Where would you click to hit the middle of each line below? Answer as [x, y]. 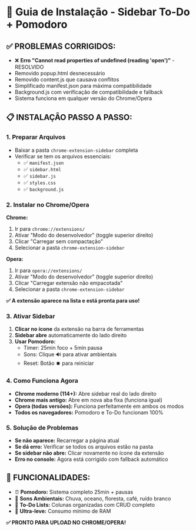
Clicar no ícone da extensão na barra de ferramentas [79, 329]
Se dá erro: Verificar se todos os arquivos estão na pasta [84, 446]
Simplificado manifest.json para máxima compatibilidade [83, 86]
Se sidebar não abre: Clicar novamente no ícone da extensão [89, 453]
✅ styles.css [39, 182]
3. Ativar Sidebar [31, 316]
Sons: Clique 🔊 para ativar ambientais [70, 354]
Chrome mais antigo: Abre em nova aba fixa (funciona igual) [89, 400]
